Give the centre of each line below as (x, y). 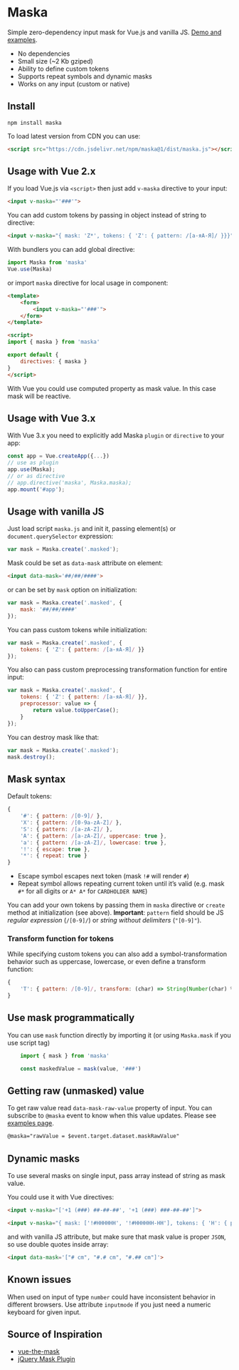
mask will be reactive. (39, 396)
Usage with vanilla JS (56, 512)
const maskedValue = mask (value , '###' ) (81, 1069)
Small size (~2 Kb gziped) (55, 61)
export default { (33, 355)
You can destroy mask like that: (53, 737)
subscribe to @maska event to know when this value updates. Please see (112, 1116)
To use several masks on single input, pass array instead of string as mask (116, 1176)
